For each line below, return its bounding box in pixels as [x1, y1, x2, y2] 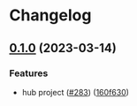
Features [9, 67, 49, 79]
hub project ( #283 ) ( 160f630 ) [21, 87, 130, 97]
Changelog [9, 5, 92, 26]
